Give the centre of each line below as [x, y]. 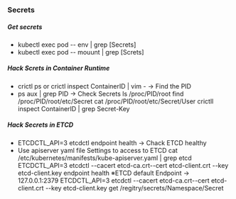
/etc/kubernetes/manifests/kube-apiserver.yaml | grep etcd [104, 158]
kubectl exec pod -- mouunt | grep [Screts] [81, 52]
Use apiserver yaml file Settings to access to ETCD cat [97, 150]
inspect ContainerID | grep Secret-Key [74, 108]
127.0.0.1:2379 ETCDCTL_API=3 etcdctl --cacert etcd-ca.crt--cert [113, 180]
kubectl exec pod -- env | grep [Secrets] [77, 45]
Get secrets [25, 27]
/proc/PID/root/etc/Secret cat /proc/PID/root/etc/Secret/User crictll [116, 101]
